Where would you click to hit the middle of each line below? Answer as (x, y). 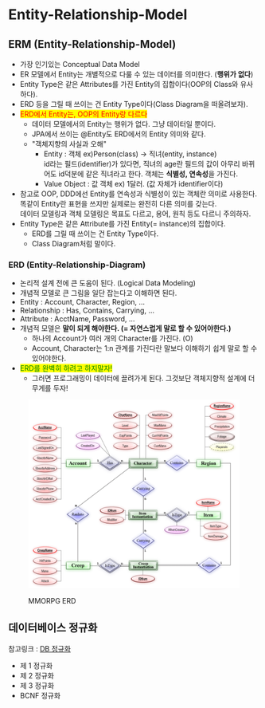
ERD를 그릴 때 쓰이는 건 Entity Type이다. (95, 234)
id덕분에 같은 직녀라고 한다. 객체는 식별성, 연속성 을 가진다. (148, 174)
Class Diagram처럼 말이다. (74, 244)
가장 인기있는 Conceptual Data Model (80, 64)
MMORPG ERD (52, 600)
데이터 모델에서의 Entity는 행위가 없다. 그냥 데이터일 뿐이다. (124, 124)
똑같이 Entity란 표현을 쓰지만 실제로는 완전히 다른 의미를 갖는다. (118, 204)
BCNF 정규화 (40, 695)
